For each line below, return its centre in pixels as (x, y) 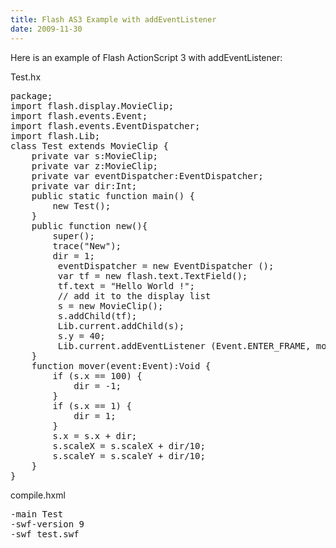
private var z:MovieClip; (95, 165)
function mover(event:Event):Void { (121, 365)
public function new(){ (89, 225)
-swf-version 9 (47, 524)
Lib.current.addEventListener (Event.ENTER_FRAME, (184, 345)
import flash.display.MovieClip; (92, 105)
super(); (73, 235)
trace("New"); (87, 245)
